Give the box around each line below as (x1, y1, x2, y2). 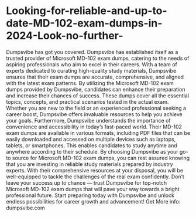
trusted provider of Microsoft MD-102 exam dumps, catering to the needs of (6, 55, 190, 62)
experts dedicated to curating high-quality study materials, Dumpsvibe (6, 67, 177, 74)
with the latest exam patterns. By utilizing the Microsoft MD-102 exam (6, 79, 174, 86)
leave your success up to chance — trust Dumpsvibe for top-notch (6, 179, 167, 186)
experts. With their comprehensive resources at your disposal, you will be (6, 167, 183, 174)
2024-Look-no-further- (6, 29, 123, 42)
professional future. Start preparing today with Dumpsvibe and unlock (6, 192, 174, 199)
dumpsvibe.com (6, 204, 45, 211)
